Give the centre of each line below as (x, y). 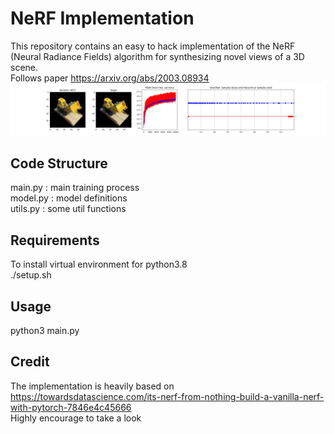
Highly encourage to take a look (76, 418)
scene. (24, 67)
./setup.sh (31, 275)
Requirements (55, 240)
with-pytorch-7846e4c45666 (71, 407)
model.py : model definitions (69, 198)
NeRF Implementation (102, 18)
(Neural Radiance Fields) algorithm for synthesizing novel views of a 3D (157, 56)
